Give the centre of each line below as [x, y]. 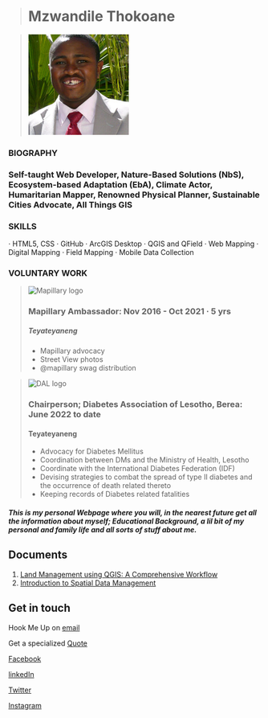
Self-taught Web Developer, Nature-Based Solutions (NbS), [126, 174]
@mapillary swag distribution [88, 368]
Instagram [25, 705]
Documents [38, 555]
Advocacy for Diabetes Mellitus [92, 451]
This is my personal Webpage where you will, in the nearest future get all [132, 512]
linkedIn [21, 674]
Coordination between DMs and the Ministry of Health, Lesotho [144, 460]
